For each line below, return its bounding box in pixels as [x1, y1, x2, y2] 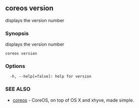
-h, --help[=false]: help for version [10, 74, 92, 79]
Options [5, 63, 25, 70]
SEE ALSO [5, 85, 31, 92]
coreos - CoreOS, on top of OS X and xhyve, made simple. [12, 97, 134, 103]
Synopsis [5, 30, 29, 37]
